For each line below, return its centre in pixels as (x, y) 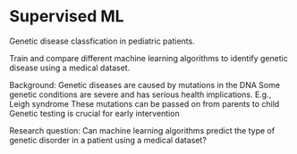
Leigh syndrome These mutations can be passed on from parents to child (144, 103)
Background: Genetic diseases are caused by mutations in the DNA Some (144, 85)
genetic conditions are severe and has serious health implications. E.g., (140, 94)
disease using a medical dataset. (70, 68)
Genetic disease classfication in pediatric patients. (102, 41)
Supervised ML (67, 16)
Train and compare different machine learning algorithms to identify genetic (148, 58)
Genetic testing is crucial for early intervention (95, 113)
